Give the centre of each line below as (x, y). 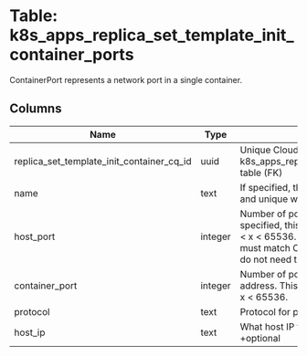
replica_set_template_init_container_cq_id (103, 161)
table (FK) (261, 173)
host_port (35, 236)
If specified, (265, 187)
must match (265, 247)
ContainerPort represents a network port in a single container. (126, 79)
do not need (266, 259)
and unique (264, 199)
